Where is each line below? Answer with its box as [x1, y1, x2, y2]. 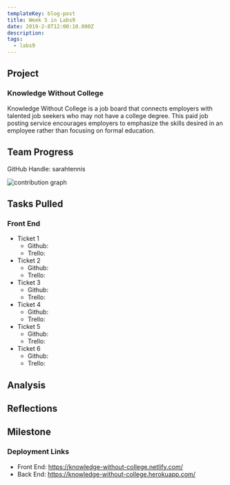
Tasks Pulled [7, 198, 64, 209]
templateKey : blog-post [7, 10, 76, 17]
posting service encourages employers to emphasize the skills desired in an [7, 119, 223, 127]
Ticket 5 [17, 323, 41, 331]
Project [7, 68, 39, 79]
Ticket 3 [17, 278, 41, 287]
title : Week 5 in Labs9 [7, 17, 76, 23]
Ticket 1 [17, 234, 39, 242]
